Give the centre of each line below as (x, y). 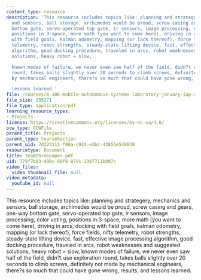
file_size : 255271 (29, 100)
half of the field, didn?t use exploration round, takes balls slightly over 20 (96, 258)
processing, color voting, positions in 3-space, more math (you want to (94, 220)
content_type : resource (36, 12)
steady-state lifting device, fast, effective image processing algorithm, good (100, 239)
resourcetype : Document (36, 150)
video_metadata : (26, 178)
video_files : (22, 167)
